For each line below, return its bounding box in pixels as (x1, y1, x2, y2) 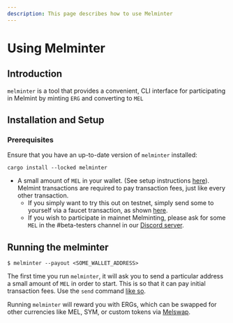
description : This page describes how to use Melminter (7, 10, 173, 17)
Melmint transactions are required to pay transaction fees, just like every (17, 184, 225, 193)
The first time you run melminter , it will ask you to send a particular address (7, 272, 224, 280)
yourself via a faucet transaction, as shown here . (27, 206, 169, 215)
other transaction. (17, 191, 69, 200)
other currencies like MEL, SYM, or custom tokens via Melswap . (7, 308, 190, 316)
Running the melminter (7, 241, 110, 253)
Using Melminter (7, 40, 106, 56)
